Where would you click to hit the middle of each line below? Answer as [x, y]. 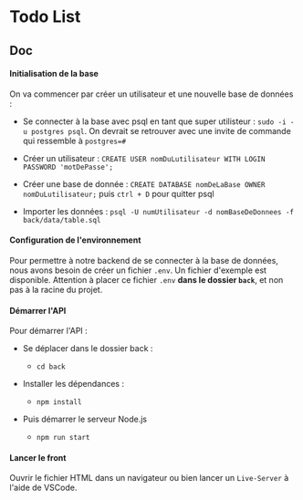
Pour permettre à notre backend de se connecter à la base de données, [144, 260]
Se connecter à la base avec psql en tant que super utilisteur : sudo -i [154, 121]
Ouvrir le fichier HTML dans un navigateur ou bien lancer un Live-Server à [149, 478]
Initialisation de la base [54, 74]
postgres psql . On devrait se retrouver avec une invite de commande [162, 130]
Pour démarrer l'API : [49, 331]
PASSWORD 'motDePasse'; [68, 167]
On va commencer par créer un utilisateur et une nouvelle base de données [151, 94]
